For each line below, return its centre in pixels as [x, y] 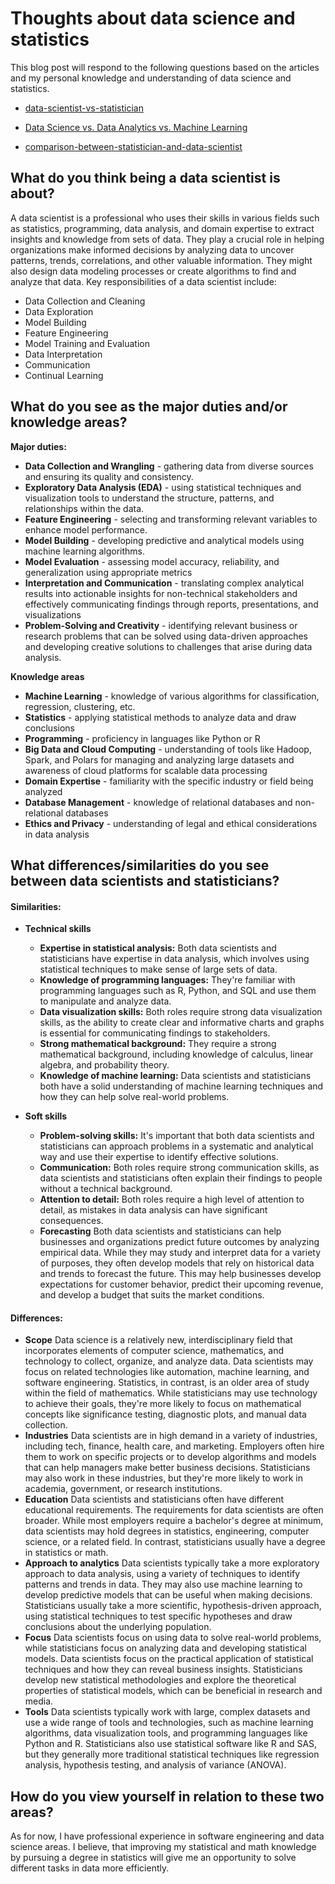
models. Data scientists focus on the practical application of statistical [169, 1659]
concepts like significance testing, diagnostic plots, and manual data [165, 1414]
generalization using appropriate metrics [108, 572]
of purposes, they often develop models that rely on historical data [177, 1263]
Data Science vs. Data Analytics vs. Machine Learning [136, 127]
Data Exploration [59, 311]
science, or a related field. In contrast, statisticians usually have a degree [175, 1542]
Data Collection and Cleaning [85, 301]
